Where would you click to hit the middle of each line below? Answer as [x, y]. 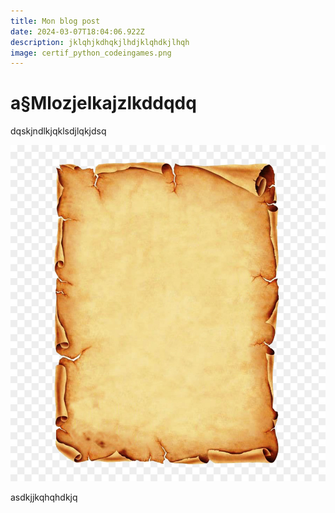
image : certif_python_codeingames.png [91, 53]
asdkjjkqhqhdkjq [44, 497]
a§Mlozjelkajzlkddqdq [103, 103]
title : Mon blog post [55, 21]
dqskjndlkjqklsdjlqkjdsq [58, 131]
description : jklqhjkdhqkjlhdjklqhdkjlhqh [100, 42]
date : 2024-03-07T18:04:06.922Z [77, 31]
